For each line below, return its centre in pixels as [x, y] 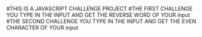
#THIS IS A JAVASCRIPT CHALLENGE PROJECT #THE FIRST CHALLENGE [99, 9]
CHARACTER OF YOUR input [42, 27]
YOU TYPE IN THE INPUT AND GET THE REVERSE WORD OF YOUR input [98, 15]
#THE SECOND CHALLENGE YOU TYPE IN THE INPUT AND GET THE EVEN [101, 21]
